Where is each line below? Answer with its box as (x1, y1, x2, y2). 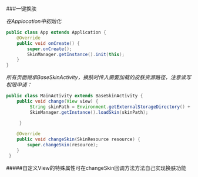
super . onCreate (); (27, 46, 72, 52)
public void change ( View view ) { (16, 99, 99, 104)
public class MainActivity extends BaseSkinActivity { (6, 93, 143, 99)
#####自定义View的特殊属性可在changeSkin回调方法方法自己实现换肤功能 (6, 164, 187, 171)
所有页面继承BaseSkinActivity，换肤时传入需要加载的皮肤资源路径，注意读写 (6, 74, 192, 81)
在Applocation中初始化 (6, 18, 62, 25)
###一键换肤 (6, 5, 37, 12)
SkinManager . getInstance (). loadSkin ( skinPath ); (29, 109, 149, 115)
